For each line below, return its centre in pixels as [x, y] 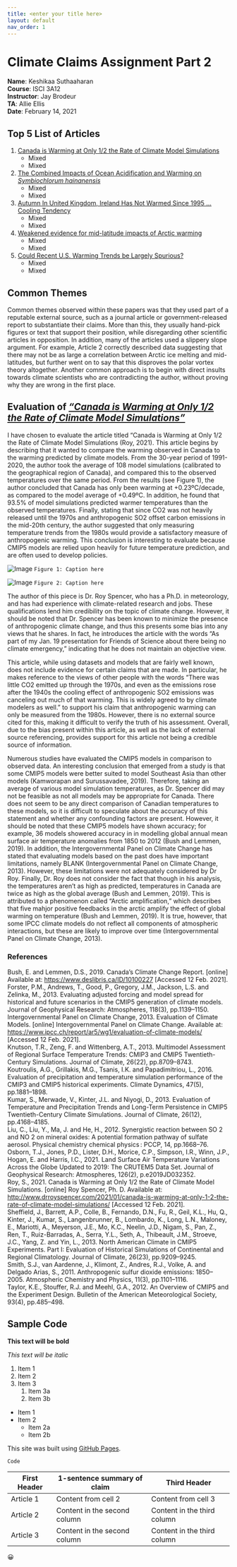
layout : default [31, 20]
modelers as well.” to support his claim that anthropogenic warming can [112, 707]
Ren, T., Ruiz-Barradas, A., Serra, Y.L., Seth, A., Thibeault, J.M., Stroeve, [112, 1235]
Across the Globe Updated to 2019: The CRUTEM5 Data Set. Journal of [110, 1167]
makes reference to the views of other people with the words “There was [114, 677]
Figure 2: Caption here [69, 583]
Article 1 [25, 1499]
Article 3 [25, 1535]
